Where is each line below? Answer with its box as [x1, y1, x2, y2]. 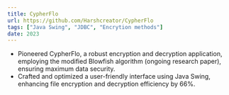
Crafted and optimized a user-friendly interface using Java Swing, [17, 72, 211, 81]
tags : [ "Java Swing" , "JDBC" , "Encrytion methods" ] [7, 23, 163, 30]
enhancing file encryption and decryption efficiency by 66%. [17, 79, 196, 89]
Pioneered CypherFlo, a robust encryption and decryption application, [17, 50, 223, 58]
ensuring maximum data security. [17, 65, 116, 73]
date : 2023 [7, 30, 40, 38]
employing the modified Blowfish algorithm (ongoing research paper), [17, 57, 222, 66]
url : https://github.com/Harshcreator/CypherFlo [7, 17, 154, 24]
